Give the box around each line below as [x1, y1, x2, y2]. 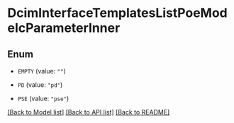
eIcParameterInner [7, 20, 121, 36]
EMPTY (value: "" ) [17, 67, 66, 75]
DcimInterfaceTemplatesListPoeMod [7, 5, 228, 21]
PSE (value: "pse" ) [17, 94, 69, 102]
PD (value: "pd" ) [17, 81, 63, 89]
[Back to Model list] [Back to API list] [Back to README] [7, 108, 170, 116]
